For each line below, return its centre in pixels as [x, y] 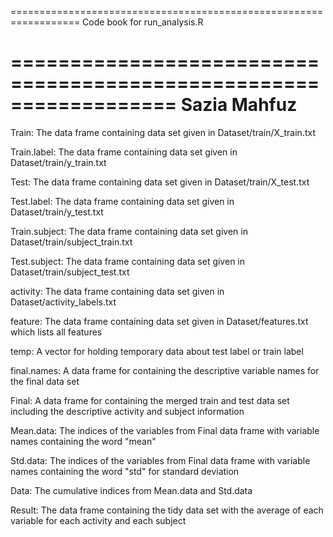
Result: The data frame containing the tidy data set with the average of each [167, 510]
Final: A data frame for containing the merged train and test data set [150, 400]
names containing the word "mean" [83, 441]
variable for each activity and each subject [98, 520]
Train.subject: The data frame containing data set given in [129, 231]
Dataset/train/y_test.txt [57, 212]
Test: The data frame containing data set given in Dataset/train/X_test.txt [160, 182]
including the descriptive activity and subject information [127, 411]
